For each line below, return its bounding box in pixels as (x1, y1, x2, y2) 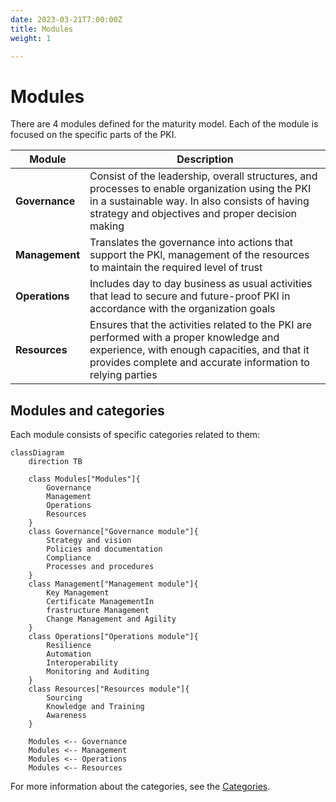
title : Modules (10, 24, 74, 34)
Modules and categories (10, 402, 165, 419)
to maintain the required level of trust (89, 261, 263, 275)
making (89, 219, 125, 233)
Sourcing (46, 693, 83, 703)
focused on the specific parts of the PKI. (10, 129, 177, 141)
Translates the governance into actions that (89, 236, 293, 250)
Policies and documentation (46, 544, 163, 555)
